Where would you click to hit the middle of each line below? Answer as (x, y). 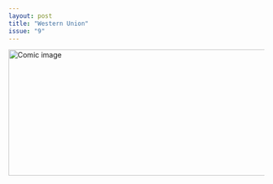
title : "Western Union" (49, 24)
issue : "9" (27, 31)
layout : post (30, 16)
